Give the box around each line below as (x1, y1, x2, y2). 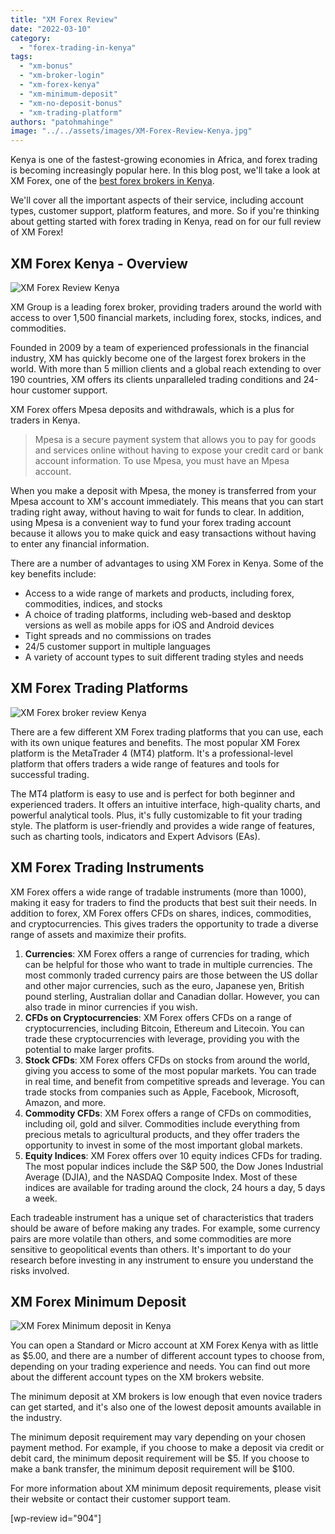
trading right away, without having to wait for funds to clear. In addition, (10, 506, 305, 518)
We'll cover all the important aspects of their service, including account (10, 194, 304, 206)
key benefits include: (10, 567, 97, 580)
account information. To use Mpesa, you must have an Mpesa (34, 454, 290, 466)
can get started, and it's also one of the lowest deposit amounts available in (10, 1401, 322, 1413)
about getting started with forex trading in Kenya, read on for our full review (10, 216, 322, 228)
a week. (24, 1192, 58, 1204)
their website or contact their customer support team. (10, 1493, 232, 1505)
